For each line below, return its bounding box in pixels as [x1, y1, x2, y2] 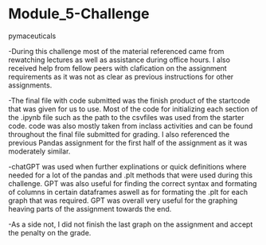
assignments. [8, 80, 53, 90]
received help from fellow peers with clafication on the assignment [8, 63, 227, 72]
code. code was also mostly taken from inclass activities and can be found [8, 121, 253, 130]
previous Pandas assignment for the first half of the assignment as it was [8, 138, 248, 147]
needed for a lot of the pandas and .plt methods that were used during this [8, 170, 253, 180]
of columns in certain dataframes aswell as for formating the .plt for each [8, 187, 248, 196]
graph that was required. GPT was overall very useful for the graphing [8, 196, 238, 205]
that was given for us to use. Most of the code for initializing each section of [8, 104, 258, 114]
